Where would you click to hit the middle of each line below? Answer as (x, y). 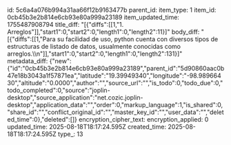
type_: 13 (70, 134)
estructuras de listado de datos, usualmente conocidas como (94, 46)
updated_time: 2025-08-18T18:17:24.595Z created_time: (87, 127)
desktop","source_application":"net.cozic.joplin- (75, 98)
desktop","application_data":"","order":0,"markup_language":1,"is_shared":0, (115, 105)
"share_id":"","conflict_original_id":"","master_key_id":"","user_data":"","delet (115, 112)
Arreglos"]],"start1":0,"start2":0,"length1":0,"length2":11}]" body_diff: (103, 32)
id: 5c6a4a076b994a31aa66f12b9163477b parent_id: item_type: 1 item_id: (112, 10)
